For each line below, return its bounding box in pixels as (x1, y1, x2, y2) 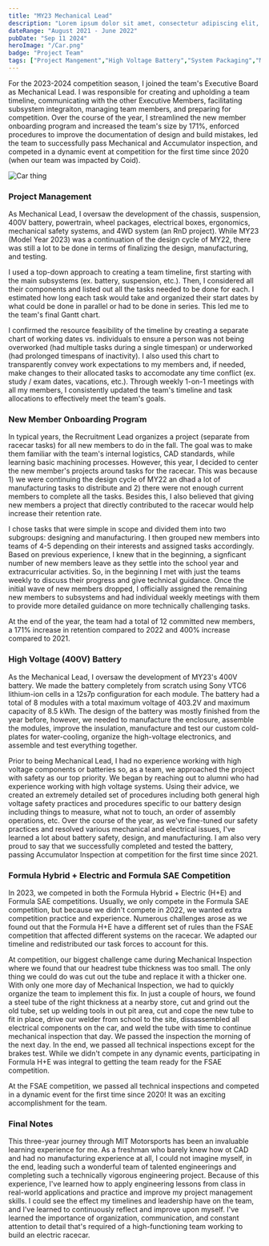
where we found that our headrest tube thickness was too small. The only (8, 963, 251, 973)
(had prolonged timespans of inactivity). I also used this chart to (8, 351, 219, 361)
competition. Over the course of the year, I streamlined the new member (8, 112, 247, 122)
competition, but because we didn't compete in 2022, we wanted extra (8, 905, 243, 915)
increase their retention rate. (8, 509, 102, 519)
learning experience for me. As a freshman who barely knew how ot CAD (8, 1145, 249, 1154)
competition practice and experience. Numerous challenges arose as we (8, 914, 247, 923)
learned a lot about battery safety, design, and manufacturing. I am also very (8, 833, 261, 842)
